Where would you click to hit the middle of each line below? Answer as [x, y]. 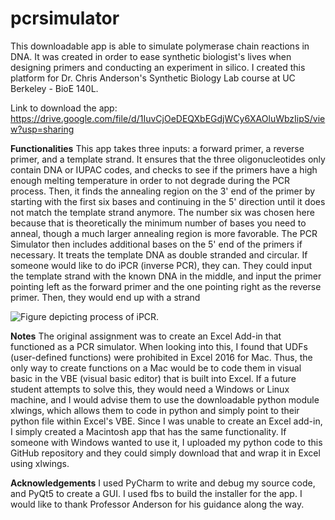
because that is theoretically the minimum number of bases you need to [158, 223]
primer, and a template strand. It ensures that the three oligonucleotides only [168, 159]
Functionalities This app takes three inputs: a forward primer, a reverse [157, 148]
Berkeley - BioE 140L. [54, 88]
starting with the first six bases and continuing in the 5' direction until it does [168, 201]
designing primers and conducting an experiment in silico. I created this [158, 67]
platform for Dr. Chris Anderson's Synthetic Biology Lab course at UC [153, 78]
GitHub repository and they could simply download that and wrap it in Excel [165, 453]
